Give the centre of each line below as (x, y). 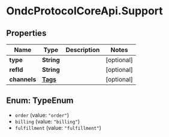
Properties (26, 33)
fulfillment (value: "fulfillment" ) (58, 127)
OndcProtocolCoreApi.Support (84, 11)
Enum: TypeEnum (40, 101)
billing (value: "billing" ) (47, 121)
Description (83, 50)
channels (23, 79)
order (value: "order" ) (42, 115)
